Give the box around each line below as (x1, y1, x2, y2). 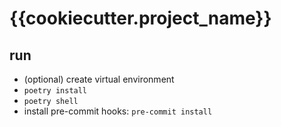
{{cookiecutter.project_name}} (9, 7, 272, 30)
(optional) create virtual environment (23, 73, 175, 85)
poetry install (23, 86, 88, 96)
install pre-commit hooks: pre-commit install (23, 105, 213, 117)
